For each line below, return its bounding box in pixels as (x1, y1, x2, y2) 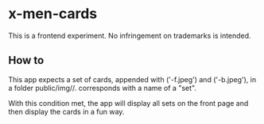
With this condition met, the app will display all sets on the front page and (8, 98, 249, 107)
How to (8, 54, 45, 67)
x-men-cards (8, 5, 98, 23)
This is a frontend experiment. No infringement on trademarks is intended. (8, 31, 252, 40)
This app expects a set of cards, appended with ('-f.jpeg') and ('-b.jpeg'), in (8, 74, 257, 84)
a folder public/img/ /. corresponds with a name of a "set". (8, 83, 197, 92)
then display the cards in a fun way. (8, 107, 125, 116)
